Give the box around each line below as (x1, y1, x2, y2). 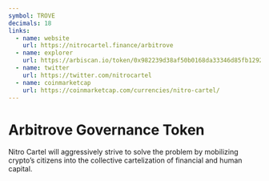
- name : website (15, 34, 70, 42)
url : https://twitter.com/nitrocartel (22, 71, 152, 79)
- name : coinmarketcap (15, 78, 91, 86)
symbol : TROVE (8, 11, 56, 20)
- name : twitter (15, 64, 70, 72)
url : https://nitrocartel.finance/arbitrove (22, 42, 174, 50)
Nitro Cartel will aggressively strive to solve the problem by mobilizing (8, 147, 239, 157)
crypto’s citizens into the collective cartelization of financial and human (8, 155, 243, 165)
